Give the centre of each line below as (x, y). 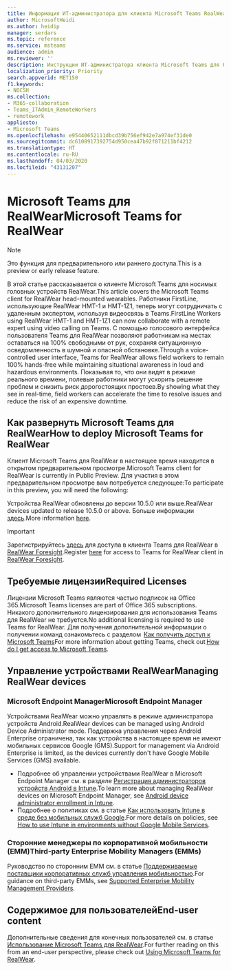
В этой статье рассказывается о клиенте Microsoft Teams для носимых (112, 284)
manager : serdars (32, 33)
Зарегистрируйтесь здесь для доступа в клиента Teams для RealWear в (113, 545)
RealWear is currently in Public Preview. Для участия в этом (93, 476)
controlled (22, 357)
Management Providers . (41, 888)
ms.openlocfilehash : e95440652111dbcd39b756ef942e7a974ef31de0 (100, 135)
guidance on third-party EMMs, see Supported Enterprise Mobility (101, 881)
